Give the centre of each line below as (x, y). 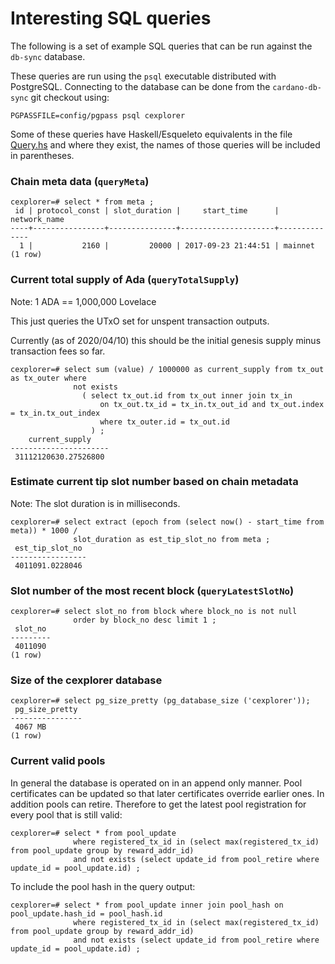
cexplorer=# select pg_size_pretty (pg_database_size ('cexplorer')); (160, 701)
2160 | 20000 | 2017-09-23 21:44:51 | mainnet (198, 246)
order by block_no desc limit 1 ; (145, 620)
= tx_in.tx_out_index (55, 413)
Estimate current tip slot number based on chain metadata (154, 482)
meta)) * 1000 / (44, 530)
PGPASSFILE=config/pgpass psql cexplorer (98, 115)
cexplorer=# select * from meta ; (82, 202)
